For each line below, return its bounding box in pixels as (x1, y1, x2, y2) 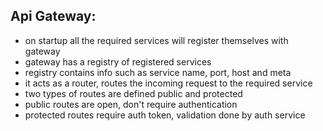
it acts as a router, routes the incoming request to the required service (24, 77, 313, 89)
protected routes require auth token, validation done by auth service (24, 109, 306, 121)
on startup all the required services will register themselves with (24, 34, 289, 46)
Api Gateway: (10, 8, 97, 25)
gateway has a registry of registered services (24, 55, 212, 68)
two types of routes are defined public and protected (24, 87, 243, 99)
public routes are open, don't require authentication (24, 98, 238, 110)
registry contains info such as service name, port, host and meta (24, 66, 292, 78)
